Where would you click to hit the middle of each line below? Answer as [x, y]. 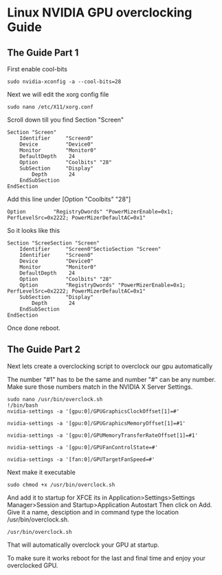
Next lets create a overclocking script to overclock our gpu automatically [110, 366]
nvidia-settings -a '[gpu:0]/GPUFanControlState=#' [82, 447]
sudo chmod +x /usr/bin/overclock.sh [61, 485]
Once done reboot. [34, 328]
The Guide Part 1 [43, 53]
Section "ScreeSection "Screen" [53, 243]
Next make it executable [41, 472]
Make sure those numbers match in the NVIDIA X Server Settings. [100, 387]
